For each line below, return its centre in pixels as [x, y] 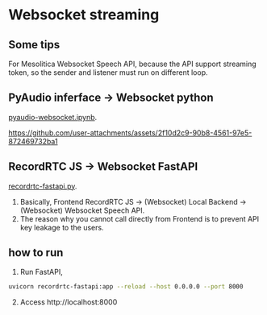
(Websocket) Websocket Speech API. [82, 210]
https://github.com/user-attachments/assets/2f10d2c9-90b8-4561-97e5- [130, 133]
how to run [36, 253]
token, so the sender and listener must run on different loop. [108, 73]
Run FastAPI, [41, 272]
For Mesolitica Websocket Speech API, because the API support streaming [132, 64]
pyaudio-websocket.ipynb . [53, 117]
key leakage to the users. [62, 227]
